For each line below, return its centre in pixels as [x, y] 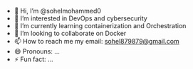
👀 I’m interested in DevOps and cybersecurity [80, 18]
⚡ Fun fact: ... [33, 59]
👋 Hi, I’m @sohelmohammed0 [58, 11]
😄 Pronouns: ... [37, 51]
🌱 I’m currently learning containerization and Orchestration [100, 26]
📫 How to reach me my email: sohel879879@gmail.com [96, 41]
